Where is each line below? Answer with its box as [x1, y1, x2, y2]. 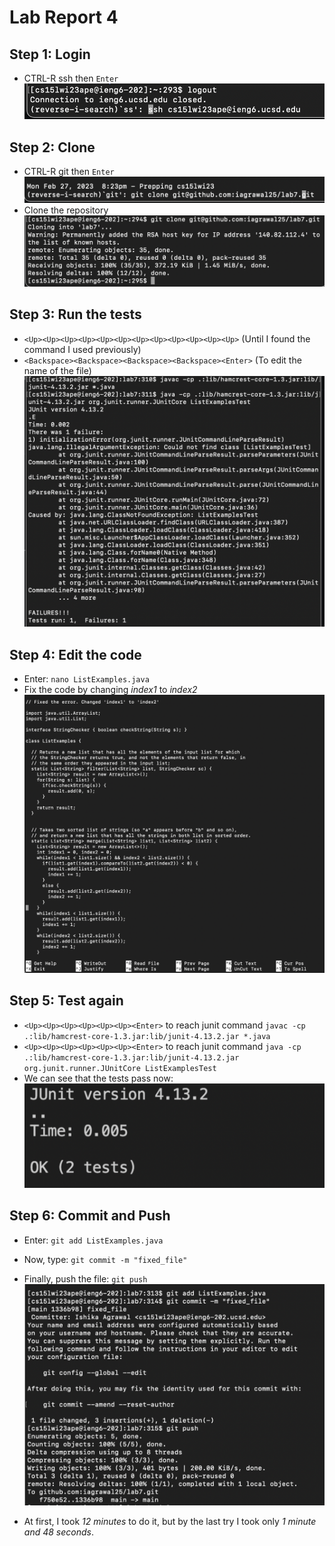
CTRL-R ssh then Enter [23, 72, 119, 84]
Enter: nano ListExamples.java [23, 673, 150, 685]
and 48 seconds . [23, 1526, 94, 1538]
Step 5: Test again [9, 992, 124, 1010]
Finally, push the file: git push [23, 1272, 148, 1285]
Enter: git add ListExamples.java [23, 1234, 164, 1246]
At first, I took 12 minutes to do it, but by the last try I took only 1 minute [23, 1516, 317, 1528]
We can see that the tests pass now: [23, 1072, 174, 1084]
